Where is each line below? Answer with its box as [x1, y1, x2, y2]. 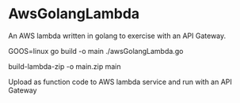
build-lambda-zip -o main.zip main [8, 61, 121, 71]
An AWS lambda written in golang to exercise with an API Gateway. [8, 31, 227, 40]
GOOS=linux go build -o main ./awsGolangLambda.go [8, 46, 184, 55]
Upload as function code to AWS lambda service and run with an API [8, 77, 232, 86]
